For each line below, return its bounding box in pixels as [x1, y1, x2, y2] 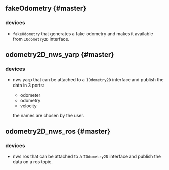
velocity [20, 103, 37, 109]
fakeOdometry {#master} [5, 4, 87, 13]
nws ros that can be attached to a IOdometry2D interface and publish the [12, 153, 161, 160]
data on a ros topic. [12, 159, 53, 165]
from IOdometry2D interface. [12, 36, 70, 42]
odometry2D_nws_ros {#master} [5, 127, 111, 135]
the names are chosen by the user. [12, 113, 84, 119]
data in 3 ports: [12, 82, 44, 89]
